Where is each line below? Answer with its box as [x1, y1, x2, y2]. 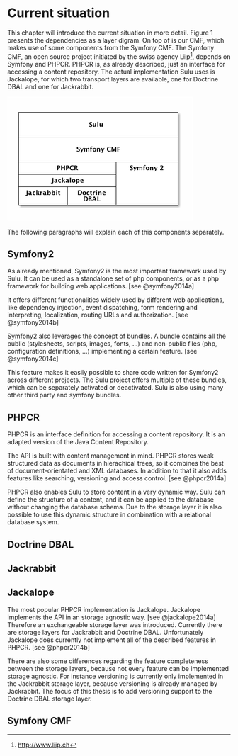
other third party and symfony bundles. [7, 391, 122, 400]
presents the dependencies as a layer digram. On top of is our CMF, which [7, 35, 225, 44]
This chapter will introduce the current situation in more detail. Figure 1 [7, 28, 214, 37]
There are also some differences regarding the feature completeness [7, 657, 209, 665]
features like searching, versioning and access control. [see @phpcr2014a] [7, 474, 227, 483]
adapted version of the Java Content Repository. [7, 438, 149, 446]
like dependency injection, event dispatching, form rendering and [7, 303, 198, 312]
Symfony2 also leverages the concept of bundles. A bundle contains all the [7, 332, 227, 341]
